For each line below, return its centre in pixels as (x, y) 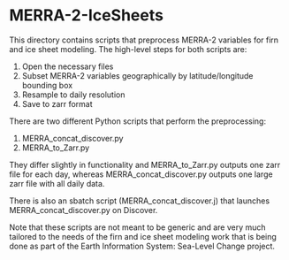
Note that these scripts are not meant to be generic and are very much (138, 227)
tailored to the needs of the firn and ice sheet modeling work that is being (143, 236)
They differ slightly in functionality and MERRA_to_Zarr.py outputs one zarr (145, 164)
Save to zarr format (57, 103)
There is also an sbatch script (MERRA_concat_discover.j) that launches (140, 201)
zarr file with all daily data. (57, 183)
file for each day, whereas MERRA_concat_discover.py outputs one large (141, 174)
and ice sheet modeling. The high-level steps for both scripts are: (128, 49)
